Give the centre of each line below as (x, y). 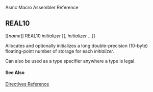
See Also (15, 73)
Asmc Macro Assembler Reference (42, 7)
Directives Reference (27, 84)
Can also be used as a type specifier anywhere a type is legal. (71, 61)
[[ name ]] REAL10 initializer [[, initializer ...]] (50, 36)
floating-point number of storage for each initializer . (60, 51)
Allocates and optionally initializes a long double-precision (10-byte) (76, 45)
